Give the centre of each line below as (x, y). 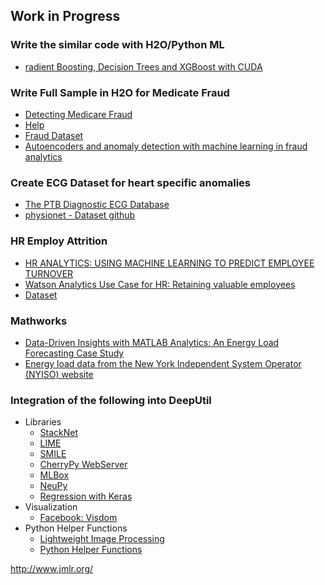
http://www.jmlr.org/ (52, 569)
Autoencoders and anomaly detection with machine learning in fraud (166, 146)
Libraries (43, 422)
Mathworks (39, 321)
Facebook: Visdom (78, 518)
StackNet (59, 433)
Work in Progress (65, 16)
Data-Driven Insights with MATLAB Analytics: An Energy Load (152, 342)
